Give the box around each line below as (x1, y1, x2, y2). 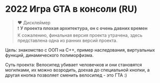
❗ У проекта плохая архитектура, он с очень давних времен (17, 25, 148, 31)
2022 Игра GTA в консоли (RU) (5, 3, 138, 15)
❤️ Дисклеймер (17, 20, 51, 26)
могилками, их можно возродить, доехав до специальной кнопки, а (5, 67, 150, 73)
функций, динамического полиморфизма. (5, 52, 94, 58)
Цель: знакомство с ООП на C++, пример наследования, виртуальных (5, 47, 155, 53)
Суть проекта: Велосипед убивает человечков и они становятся (5, 61, 142, 67)
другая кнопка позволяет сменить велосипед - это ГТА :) (5, 72, 127, 78)
